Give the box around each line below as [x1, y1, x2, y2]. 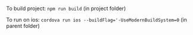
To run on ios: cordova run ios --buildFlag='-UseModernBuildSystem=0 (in [6, 16, 187, 23]
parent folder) [6, 23, 40, 29]
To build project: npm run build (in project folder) [6, 5, 126, 12]
